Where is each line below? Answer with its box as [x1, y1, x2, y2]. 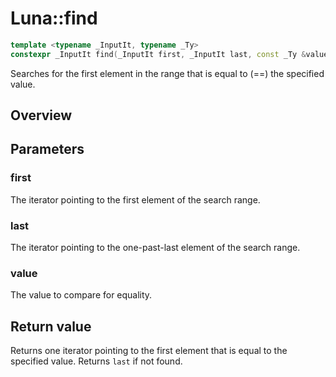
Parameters [10, 141, 85, 158]
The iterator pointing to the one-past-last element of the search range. [10, 242, 301, 254]
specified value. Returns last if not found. [10, 355, 183, 367]
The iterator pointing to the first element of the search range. [10, 193, 261, 206]
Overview [10, 107, 73, 124]
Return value [10, 318, 92, 335]
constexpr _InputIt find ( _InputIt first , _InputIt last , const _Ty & [10, 49, 307, 59]
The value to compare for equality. [10, 289, 153, 301]
